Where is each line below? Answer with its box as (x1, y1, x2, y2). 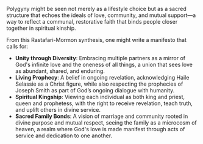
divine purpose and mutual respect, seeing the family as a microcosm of (15, 119, 197, 126)
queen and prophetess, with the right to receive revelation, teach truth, (15, 100, 193, 107)
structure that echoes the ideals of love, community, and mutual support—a (6, 12, 196, 19)
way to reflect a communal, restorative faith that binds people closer (6, 18, 178, 25)
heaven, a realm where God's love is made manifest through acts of (15, 126, 185, 132)
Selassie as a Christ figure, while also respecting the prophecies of (15, 80, 183, 87)
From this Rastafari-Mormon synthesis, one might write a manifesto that (6, 36, 187, 43)
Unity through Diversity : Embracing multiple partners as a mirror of (15, 55, 186, 61)
